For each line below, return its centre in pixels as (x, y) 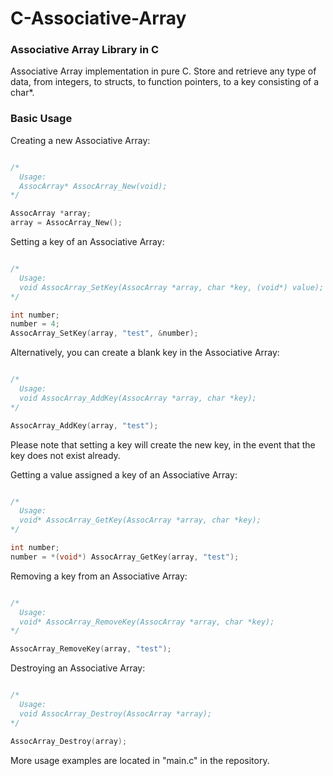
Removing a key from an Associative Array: (99, 576)
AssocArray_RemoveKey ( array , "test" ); (91, 649)
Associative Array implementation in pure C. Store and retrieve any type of (163, 71)
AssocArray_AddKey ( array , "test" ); (84, 425)
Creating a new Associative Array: (80, 140)
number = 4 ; (35, 324)
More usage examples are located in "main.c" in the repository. (140, 760)
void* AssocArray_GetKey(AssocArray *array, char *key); (140, 520)
